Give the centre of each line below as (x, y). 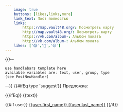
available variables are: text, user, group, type (57, 72)
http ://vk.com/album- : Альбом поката (61, 41)
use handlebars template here (36, 68)
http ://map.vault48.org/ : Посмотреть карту (67, 32)
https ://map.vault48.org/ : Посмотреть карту (68, 28)
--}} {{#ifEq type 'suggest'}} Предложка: (47, 86)
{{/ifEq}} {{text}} (21, 95)
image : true (26, 9)
